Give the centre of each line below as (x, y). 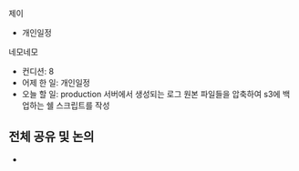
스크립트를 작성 (83, 106)
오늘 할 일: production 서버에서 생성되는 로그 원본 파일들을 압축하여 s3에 (151, 94)
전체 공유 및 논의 (52, 137)
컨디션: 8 (38, 71)
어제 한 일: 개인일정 (56, 83)
